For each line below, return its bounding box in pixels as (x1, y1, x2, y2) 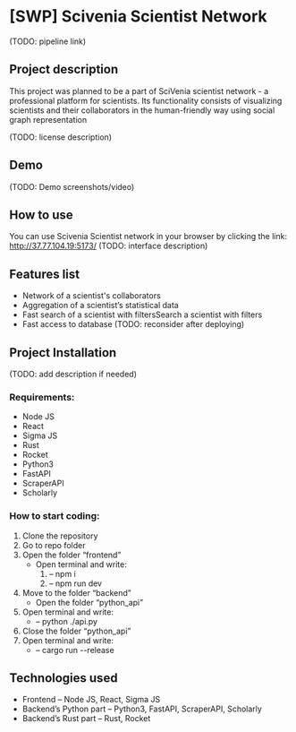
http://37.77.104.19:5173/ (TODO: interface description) (9, 240, 208, 252)
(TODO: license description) (9, 132, 113, 142)
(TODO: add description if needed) (9, 369, 137, 379)
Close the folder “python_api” (21, 625, 131, 636)
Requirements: (9, 391, 75, 403)
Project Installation (9, 345, 117, 360)
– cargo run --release (35, 644, 114, 655)
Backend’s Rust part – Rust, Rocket (21, 713, 151, 724)
